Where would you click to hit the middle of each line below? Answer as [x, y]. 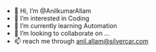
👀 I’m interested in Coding [52, 18]
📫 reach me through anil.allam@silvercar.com [81, 41]
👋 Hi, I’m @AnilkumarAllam [53, 11]
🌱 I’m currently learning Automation [66, 26]
